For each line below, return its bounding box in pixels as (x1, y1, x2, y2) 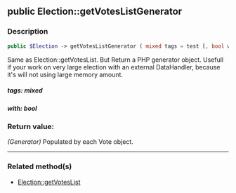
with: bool (7, 104, 37, 112)
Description (7, 27, 48, 36)
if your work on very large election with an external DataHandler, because (7, 62, 221, 71)
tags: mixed (7, 86, 44, 95)
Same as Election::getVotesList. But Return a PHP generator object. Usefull (7, 55, 223, 64)
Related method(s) (7, 161, 72, 171)
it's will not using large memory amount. (7, 70, 124, 79)
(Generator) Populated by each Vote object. (7, 138, 133, 146)
